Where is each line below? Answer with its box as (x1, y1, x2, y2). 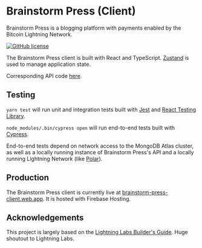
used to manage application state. (6, 60, 91, 68)
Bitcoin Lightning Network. (6, 30, 73, 38)
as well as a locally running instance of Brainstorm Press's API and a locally (6, 148, 194, 155)
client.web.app (6, 195, 44, 202)
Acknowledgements (6, 212, 84, 223)
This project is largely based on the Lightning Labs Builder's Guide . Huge (6, 229, 189, 236)
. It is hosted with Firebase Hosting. (42, 195, 131, 202)
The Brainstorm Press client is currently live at (6, 189, 121, 196)
